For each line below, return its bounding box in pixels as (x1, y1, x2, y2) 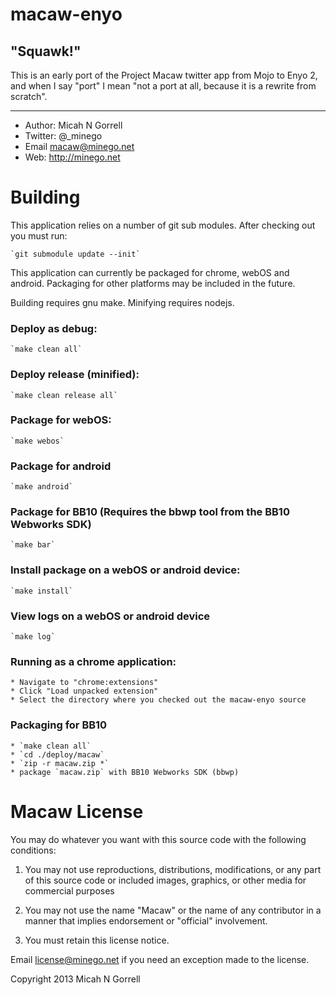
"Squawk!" (10, 43, 82, 60)
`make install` (10, 586, 74, 596)
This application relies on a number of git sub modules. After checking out (10, 219, 316, 231)
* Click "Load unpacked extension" (10, 686, 159, 697)
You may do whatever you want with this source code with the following (10, 833, 307, 845)
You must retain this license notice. (24, 934, 170, 946)
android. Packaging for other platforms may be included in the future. (10, 277, 296, 289)
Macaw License (10, 800, 144, 823)
